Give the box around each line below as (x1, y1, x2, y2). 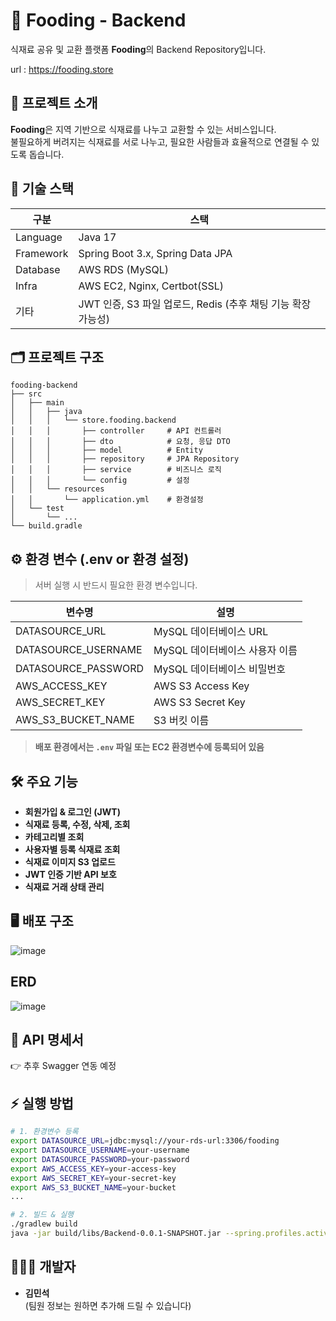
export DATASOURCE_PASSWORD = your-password (10, 1154, 190, 1164)
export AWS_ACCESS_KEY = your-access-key (10, 1164, 177, 1174)
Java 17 (78, 230, 117, 244)
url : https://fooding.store (10, 63, 114, 75)
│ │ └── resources (10, 484, 105, 494)
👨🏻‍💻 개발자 (10, 1259, 77, 1276)
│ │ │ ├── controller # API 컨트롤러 (10, 426, 222, 436)
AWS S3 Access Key (153, 679, 250, 693)
